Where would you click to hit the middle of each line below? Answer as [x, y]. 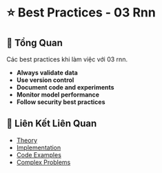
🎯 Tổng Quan [34, 42]
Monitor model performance [58, 94]
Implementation [39, 147]
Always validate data [47, 73]
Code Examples [39, 154]
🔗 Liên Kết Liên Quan [52, 124]
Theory [27, 140]
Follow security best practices [61, 102]
